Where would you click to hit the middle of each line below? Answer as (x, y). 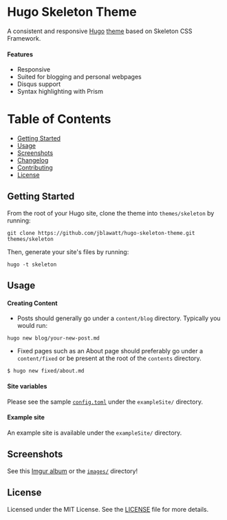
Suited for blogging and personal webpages (79, 77)
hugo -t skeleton (32, 264)
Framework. (24, 38)
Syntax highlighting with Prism (60, 92)
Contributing (35, 168)
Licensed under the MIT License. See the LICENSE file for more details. (108, 509)
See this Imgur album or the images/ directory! (73, 471)
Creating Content (32, 303)
